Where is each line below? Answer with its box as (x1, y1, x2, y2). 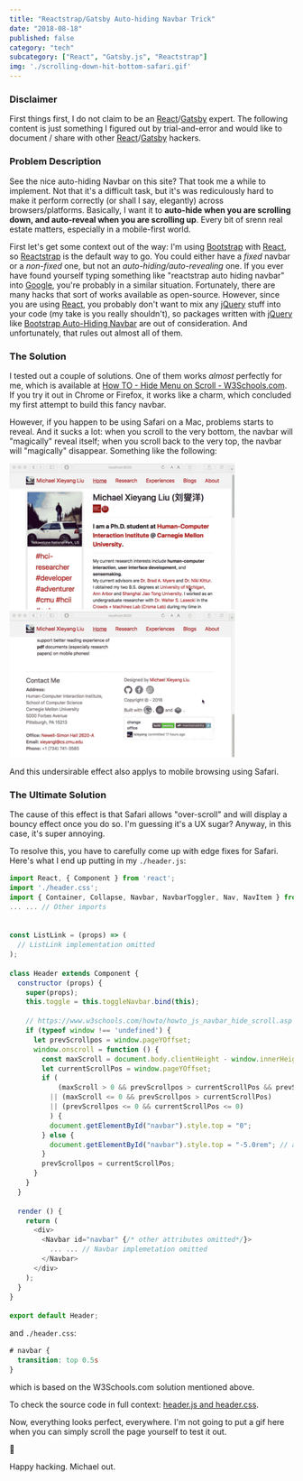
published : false (9, 33, 75, 42)
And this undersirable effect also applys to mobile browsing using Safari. (9, 766, 280, 777)
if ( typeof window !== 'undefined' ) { (25, 1026, 171, 1035)
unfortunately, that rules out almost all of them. (9, 327, 183, 338)
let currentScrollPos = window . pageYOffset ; (41, 1064, 212, 1073)
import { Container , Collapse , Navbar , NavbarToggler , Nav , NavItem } (9, 893, 280, 902)
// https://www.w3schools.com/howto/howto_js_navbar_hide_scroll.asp (25, 1016, 293, 1026)
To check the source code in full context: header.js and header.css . (9, 1399, 260, 1410)
